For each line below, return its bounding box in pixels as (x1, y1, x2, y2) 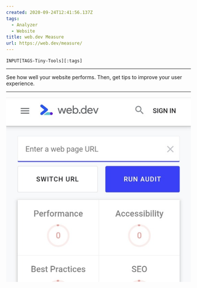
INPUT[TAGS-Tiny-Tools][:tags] (6, 58, 83, 64)
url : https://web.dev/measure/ (6, 40, 83, 46)
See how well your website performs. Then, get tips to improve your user (6, 74, 182, 80)
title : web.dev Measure (6, 34, 64, 40)
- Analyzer (11, 22, 38, 28)
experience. (6, 80, 35, 87)
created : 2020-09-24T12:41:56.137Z (6, 9, 93, 15)
